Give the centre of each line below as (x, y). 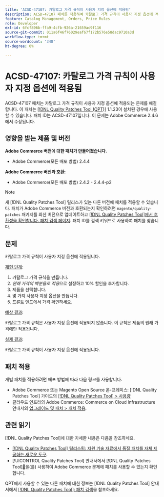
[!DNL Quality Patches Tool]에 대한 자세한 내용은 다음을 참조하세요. (70, 438)
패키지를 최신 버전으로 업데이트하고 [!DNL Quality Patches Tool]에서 (87, 214)
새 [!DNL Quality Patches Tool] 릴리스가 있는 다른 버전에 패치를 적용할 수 (75, 202)
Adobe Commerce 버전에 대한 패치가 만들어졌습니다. (56, 151)
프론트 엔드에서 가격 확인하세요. (42, 302)
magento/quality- (134, 209)
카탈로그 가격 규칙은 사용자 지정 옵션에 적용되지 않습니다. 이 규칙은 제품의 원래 (79, 323)
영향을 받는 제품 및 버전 (38, 138)
